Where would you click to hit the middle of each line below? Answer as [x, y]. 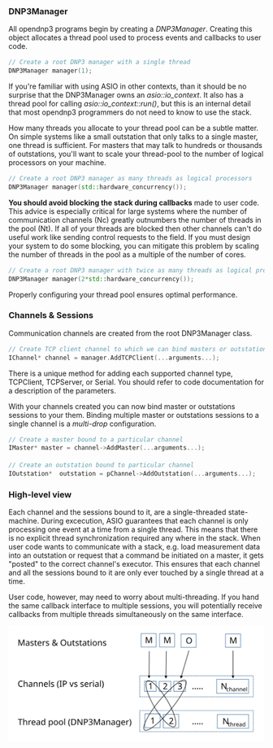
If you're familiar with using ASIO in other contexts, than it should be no [128, 86]
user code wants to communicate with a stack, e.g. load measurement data [134, 547]
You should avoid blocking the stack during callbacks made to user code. [134, 202]
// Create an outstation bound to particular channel [102, 465]
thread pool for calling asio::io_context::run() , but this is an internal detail [130, 104]
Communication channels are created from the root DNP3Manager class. [130, 333]
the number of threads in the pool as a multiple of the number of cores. [127, 254]
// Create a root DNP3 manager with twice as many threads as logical [130, 270]
